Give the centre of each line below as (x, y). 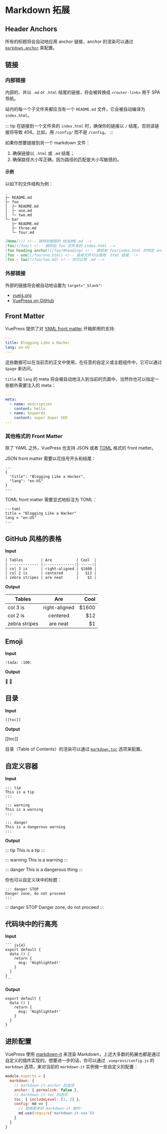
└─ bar (12, 219)
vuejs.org (22, 295)
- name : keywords (28, 413)
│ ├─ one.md (19, 211)
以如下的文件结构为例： (29, 184)
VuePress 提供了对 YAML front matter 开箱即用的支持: (60, 329)
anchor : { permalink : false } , (46, 1090)
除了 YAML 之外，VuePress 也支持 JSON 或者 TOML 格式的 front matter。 (81, 448)
